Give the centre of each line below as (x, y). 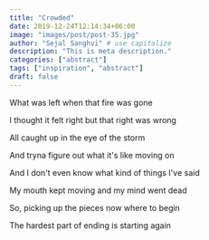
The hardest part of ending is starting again (90, 225)
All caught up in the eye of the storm (77, 138)
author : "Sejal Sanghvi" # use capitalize (90, 43)
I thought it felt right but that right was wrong (93, 120)
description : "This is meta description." (90, 52)
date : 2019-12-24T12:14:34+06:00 (72, 26)
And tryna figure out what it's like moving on (92, 155)
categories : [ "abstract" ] (58, 60)
